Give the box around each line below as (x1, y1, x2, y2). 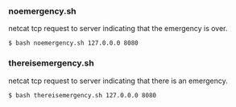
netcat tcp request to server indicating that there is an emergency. (8, 76, 228, 85)
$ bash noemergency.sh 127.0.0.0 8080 (8, 39, 139, 47)
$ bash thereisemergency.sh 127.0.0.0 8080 (8, 91, 157, 99)
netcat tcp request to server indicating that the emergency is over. (8, 24, 228, 34)
